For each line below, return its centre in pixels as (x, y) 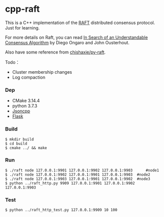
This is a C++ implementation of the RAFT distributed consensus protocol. (80, 23)
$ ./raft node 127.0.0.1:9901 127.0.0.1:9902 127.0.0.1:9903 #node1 (82, 170)
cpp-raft (23, 9)
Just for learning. (23, 27)
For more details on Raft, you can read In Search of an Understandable (77, 37)
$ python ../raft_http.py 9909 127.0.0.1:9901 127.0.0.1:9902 (70, 183)
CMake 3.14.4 (26, 101)
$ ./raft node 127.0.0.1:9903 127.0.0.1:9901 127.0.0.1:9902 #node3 (78, 179)
